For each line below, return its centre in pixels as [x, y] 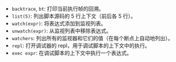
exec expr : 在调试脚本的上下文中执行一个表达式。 [72, 53]
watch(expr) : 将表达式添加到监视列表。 [59, 23]
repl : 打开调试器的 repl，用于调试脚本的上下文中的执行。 [81, 45]
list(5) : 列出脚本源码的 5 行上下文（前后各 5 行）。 [74, 16]
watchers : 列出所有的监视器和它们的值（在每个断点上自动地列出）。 [92, 38]
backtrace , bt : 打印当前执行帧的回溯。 [58, 9]
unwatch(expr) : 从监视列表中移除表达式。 [61, 31]
